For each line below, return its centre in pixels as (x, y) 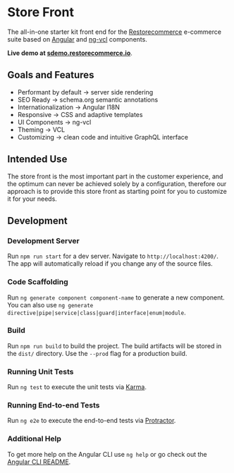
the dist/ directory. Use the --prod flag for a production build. (97, 353)
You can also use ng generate (50, 305)
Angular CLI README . (39, 462)
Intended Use (37, 159)
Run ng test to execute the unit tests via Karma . (77, 387)
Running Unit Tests (41, 371)
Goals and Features (51, 75)
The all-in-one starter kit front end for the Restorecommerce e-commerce (115, 32)
